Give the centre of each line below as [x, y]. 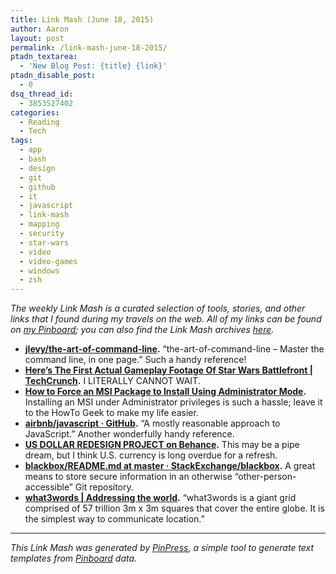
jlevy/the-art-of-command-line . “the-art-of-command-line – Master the [174, 349]
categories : [35, 112]
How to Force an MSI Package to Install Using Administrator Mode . [165, 392]
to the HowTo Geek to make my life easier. [111, 413]
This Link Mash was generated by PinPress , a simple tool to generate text [162, 548]
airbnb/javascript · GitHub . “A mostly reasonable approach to [152, 423]
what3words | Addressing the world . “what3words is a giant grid [160, 498]
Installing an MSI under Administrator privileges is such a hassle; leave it [173, 402]
